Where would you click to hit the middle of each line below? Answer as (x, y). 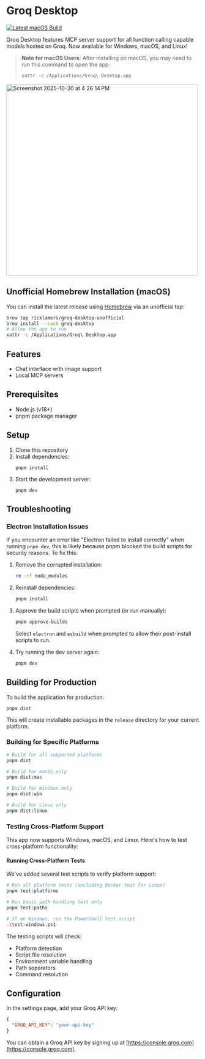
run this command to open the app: (65, 64)
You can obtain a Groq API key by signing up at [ (67, 1042)
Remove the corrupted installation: (58, 565)
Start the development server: (53, 479)
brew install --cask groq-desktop (50, 323)
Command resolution (42, 974)
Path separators (35, 968)
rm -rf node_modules (41, 576)
